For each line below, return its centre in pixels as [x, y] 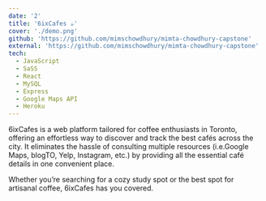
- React [29, 76]
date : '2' [25, 16]
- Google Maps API [47, 99]
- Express [32, 91]
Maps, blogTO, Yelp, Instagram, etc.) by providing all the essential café [127, 156]
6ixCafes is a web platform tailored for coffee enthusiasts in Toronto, [123, 130]
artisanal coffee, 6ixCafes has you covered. [81, 188]
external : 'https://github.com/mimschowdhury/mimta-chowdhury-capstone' [134, 46]
